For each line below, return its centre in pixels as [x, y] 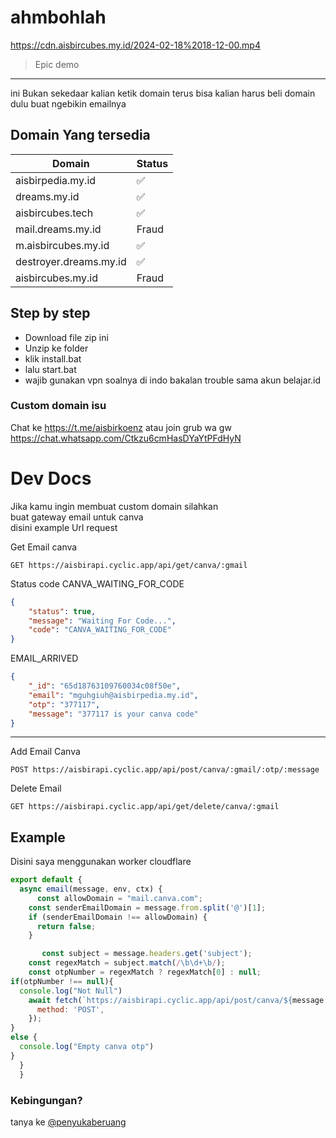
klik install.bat [53, 358]
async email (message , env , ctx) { [91, 889]
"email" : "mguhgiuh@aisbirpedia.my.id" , [113, 695]
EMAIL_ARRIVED [44, 658]
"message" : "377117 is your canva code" [113, 714]
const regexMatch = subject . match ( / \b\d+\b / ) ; [127, 963]
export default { [46, 880]
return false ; [66, 926]
